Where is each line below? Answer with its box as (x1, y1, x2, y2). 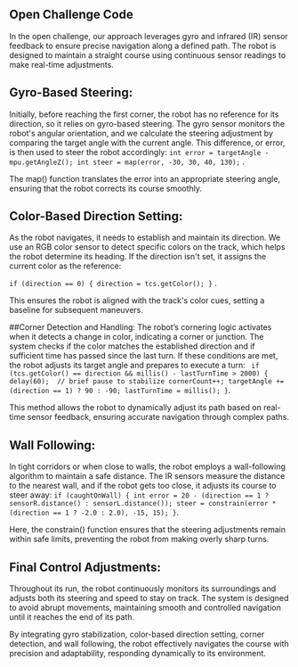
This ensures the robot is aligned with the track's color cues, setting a (9, 295, 265, 306)
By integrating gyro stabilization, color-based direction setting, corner (9, 629, 265, 640)
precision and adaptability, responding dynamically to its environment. (9, 648, 267, 659)
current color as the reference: (9, 260, 122, 271)
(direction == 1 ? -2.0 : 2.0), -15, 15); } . (9, 507, 180, 518)
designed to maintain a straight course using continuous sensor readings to (9, 49, 286, 61)
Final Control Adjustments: (9, 559, 162, 574)
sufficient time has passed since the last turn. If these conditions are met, (9, 350, 278, 361)
